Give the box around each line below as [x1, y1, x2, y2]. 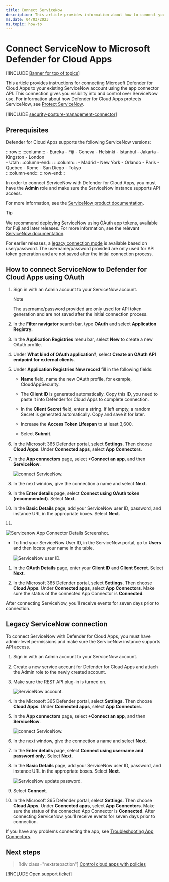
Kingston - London [6, 154, 45, 160]
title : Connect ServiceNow [6, 7, 62, 13]
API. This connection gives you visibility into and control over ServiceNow [6, 91, 158, 97]
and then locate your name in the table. [13, 545, 94, 551]
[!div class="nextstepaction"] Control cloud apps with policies [18, 861, 146, 867]
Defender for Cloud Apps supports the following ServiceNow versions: [6, 139, 151, 145]
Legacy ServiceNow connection [6, 620, 108, 628]
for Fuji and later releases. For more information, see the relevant [6, 225, 140, 231]
